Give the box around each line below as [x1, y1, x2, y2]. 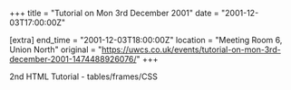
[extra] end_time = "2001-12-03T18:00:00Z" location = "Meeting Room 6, [9, 35, 283, 45]
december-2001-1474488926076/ [9, 54, 138, 64]
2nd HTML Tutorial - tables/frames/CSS [9, 71, 159, 82]
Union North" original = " [9, 44, 102, 55]
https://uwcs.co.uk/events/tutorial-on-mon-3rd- [101, 44, 281, 55]
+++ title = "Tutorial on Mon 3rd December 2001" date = [9, 8, 219, 18]
